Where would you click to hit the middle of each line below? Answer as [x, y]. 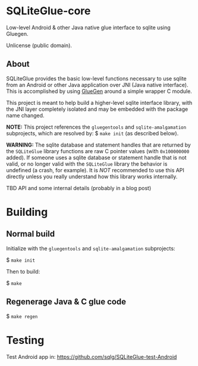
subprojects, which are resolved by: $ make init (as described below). [92, 133]
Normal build [31, 234]
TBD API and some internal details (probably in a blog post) [79, 188]
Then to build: [23, 271]
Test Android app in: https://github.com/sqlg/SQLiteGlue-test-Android [92, 356]
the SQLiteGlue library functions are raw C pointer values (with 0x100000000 [98, 151]
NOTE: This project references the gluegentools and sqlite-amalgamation [96, 127]
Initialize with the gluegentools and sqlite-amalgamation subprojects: [91, 248]
